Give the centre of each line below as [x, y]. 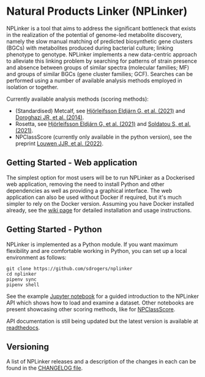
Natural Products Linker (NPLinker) [97, 11]
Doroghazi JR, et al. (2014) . [50, 117]
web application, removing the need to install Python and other [85, 184]
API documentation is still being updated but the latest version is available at [102, 321]
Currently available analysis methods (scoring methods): [77, 99]
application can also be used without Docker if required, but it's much [94, 197]
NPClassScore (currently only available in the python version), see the [103, 137]
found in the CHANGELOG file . [45, 368]
